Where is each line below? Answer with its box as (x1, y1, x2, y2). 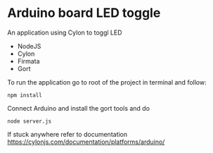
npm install (7, 92, 42, 99)
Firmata (17, 56, 40, 65)
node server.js (7, 118, 52, 125)
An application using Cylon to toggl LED (7, 28, 122, 37)
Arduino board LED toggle (7, 5, 161, 21)
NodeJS (17, 42, 41, 50)
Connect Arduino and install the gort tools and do (7, 104, 150, 112)
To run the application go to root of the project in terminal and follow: (7, 78, 207, 86)
